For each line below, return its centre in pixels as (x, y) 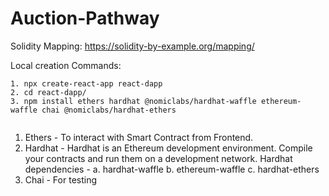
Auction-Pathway (85, 18)
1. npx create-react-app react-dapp (86, 83)
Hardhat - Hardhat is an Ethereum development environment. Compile (168, 148)
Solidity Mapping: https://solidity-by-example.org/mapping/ (132, 46)
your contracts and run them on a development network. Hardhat (158, 158)
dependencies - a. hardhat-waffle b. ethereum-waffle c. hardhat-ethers (172, 169)
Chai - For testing (61, 179)
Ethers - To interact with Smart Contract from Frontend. (139, 137)
